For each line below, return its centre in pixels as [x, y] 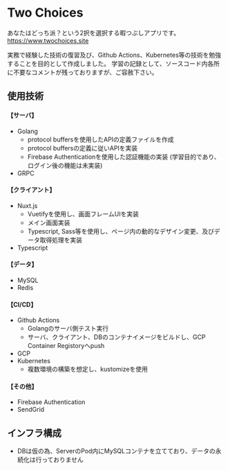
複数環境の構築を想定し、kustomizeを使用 [88, 369]
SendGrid [31, 410]
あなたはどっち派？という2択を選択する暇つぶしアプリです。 [94, 33]
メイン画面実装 [49, 223]
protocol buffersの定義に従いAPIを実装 [83, 148]
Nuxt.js [27, 205]
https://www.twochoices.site [48, 40]
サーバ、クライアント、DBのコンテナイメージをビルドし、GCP [116, 337]
